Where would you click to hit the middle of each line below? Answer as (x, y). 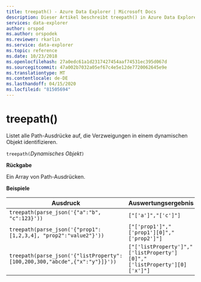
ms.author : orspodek (32, 34)
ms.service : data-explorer (40, 45)
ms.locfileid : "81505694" (38, 90)
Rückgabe (19, 165)
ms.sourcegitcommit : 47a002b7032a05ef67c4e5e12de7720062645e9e (87, 67)
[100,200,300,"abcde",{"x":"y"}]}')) (63, 261)
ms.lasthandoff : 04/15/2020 (41, 84)
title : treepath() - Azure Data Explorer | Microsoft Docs (81, 12)
